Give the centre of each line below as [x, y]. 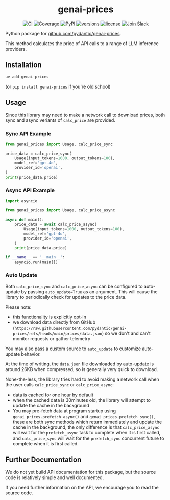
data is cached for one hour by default [53, 395]
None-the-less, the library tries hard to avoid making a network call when [82, 379]
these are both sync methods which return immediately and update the [87, 422]
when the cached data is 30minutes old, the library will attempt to [81, 400]
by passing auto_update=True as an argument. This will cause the [89, 292]
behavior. [31, 354]
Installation [23, 65]
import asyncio [21, 201]
